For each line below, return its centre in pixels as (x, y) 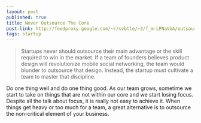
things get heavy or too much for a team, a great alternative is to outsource (99, 107)
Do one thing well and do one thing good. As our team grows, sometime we (99, 88)
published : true (26, 17)
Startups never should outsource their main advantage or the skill (101, 51)
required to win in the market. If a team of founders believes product (105, 58)
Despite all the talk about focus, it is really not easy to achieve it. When (93, 101)
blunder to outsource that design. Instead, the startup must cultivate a (107, 70)
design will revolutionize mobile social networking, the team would (103, 64)
